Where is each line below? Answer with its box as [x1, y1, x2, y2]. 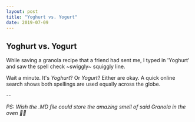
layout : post [6, 8, 38, 15]
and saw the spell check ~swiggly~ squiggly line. [6, 63, 125, 70]
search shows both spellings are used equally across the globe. [6, 80, 161, 88]
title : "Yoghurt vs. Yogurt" [6, 14, 78, 20]
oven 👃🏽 [6, 110, 27, 117]
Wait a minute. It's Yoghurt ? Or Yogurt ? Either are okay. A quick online [6, 74, 176, 82]
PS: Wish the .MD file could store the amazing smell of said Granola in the [6, 103, 186, 110]
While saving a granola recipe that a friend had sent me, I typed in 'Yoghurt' [6, 57, 190, 64]
